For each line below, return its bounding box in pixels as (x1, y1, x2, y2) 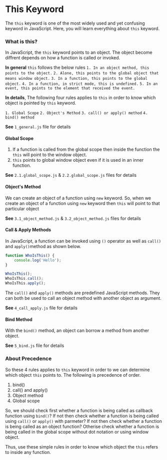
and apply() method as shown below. (5, 243, 81, 249)
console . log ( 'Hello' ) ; (14, 258, 61, 263)
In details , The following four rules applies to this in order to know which (5, 94, 156, 101)
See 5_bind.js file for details (5, 342, 64, 349)
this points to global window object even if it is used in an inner (12, 157, 144, 163)
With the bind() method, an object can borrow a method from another (5, 327, 149, 333)
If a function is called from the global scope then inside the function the (12, 147, 160, 153)
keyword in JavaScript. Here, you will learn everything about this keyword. (5, 25, 160, 31)
